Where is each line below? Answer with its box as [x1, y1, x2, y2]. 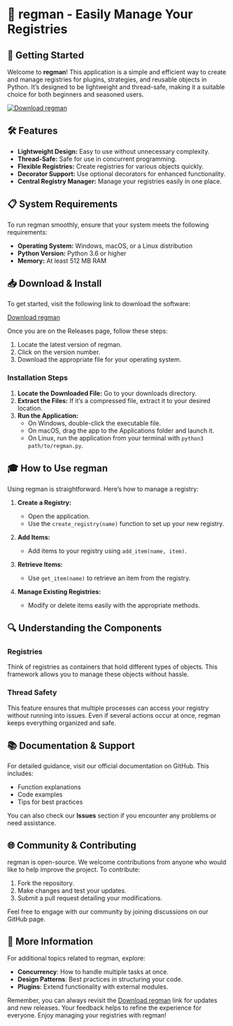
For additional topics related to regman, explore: [7, 954, 146, 962]
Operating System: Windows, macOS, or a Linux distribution [17, 242, 193, 250]
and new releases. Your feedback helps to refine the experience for [7, 1004, 202, 1012]
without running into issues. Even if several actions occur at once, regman [7, 711, 221, 719]
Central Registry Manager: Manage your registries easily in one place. [17, 177, 223, 185]
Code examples [17, 790, 63, 799]
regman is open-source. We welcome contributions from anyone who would [7, 858, 227, 867]
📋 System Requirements [7, 198, 118, 210]
